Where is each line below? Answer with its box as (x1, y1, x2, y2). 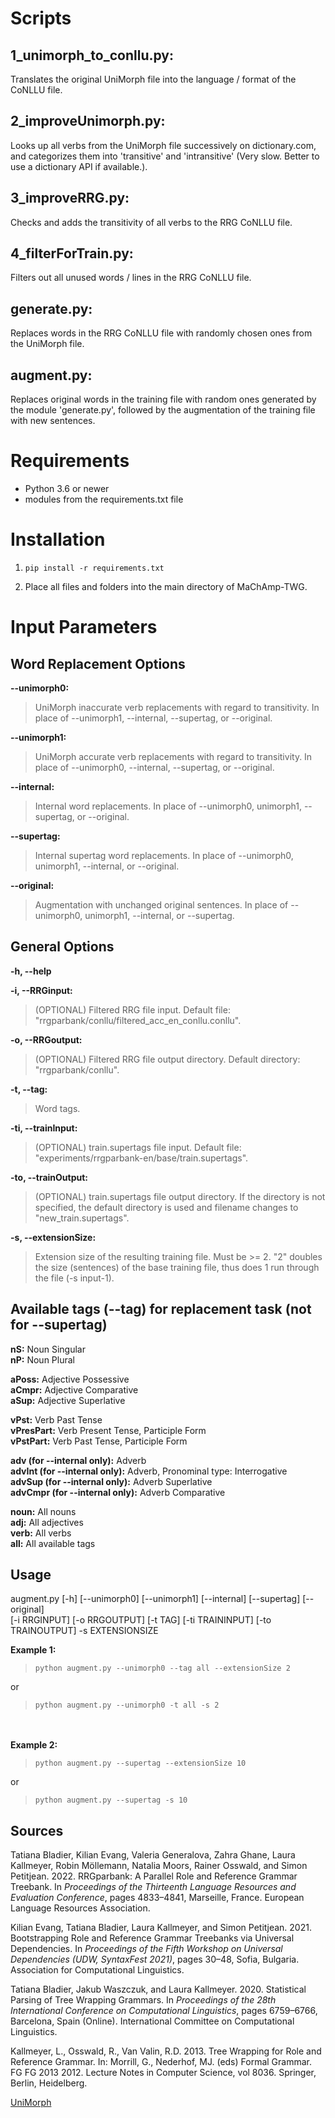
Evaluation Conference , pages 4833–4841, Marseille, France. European (10, 1892, 305, 1904)
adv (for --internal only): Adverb (10, 1454, 147, 1466)
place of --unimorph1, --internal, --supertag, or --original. (34, 712, 273, 724)
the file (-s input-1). (34, 1272, 115, 1284)
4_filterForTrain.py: (10, 245, 134, 262)
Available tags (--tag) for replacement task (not (10, 1301, 312, 1318)
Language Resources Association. (10, 1902, 151, 1914)
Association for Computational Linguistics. (10, 1964, 185, 1976)
